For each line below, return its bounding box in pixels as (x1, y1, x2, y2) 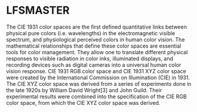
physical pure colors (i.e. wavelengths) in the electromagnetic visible (6, 29, 176, 36)
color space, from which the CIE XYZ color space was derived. (6, 99, 161, 106)
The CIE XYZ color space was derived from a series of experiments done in (6, 80, 192, 87)
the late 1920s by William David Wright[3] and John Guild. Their (6, 86, 162, 94)
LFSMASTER (6, 4, 70, 17)
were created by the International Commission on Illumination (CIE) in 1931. (6, 74, 190, 81)
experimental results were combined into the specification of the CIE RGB (6, 93, 187, 100)
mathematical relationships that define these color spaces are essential (6, 42, 181, 49)
